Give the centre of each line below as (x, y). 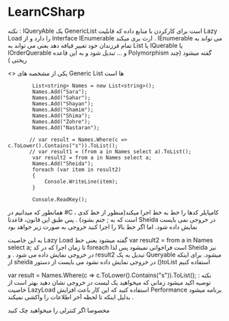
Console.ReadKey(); (60, 199)
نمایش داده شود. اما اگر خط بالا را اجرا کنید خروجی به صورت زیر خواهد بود (103, 227)
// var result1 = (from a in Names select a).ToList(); (110, 151)
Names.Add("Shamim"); (63, 110)
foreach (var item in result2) (77, 169)
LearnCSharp (46, 12)
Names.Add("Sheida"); (63, 164)
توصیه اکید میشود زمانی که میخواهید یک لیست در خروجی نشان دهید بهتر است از (109, 282)
